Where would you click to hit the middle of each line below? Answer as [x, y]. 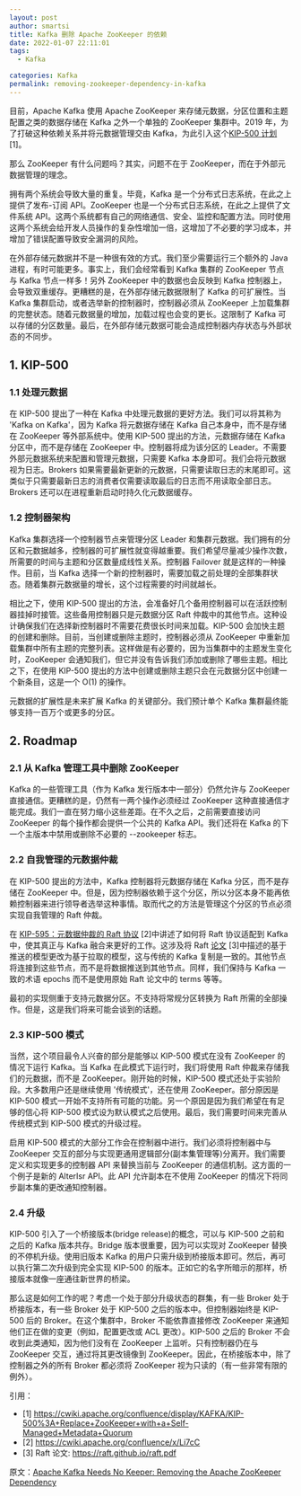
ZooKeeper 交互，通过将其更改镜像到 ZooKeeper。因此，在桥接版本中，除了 [150, 1354]
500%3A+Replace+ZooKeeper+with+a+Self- [106, 1423]
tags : [19, 51]
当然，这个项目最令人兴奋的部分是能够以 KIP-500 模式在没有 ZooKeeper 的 [147, 1056]
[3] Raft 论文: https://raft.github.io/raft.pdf [99, 1453]
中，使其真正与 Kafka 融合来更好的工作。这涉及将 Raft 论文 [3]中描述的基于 [148, 945]
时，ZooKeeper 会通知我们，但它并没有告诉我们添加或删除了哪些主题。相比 [149, 659]
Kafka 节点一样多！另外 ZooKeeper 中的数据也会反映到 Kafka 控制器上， [153, 280]
